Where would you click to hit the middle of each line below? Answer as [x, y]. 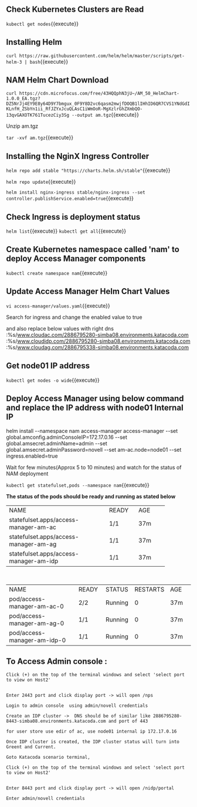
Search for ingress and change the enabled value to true [74, 317]
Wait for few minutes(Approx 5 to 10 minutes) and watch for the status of [94, 468]
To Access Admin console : [57, 661]
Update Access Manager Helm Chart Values [88, 291]
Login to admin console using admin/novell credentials [77, 706]
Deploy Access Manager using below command [95, 398]
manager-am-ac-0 [37, 607]
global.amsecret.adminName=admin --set [57, 444]
